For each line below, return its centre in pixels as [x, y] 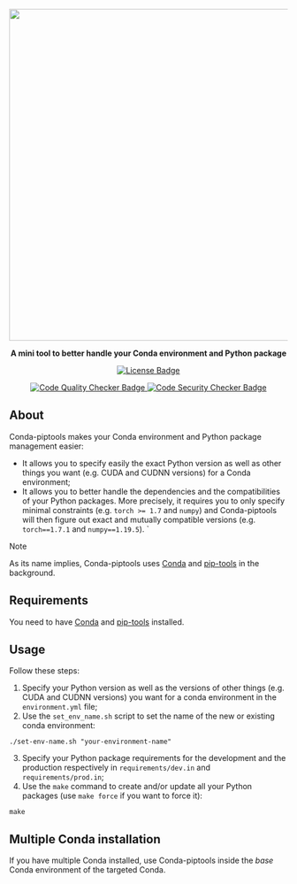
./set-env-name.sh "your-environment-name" [91, 742]
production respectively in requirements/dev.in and [116, 768]
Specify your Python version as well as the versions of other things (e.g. [153, 688]
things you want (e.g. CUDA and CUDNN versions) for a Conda [136, 473]
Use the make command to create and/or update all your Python [137, 787]
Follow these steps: [44, 671]
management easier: [46, 446]
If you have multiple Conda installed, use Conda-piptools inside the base [141, 861]
